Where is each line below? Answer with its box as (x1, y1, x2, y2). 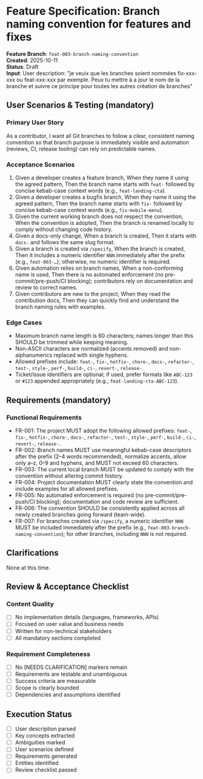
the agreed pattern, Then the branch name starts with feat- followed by (15, 180, 195, 188)
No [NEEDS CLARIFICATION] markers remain (15, 664, 128, 671)
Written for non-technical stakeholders (15, 627, 112, 634)
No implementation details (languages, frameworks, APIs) (15, 614, 159, 621)
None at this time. (6, 564, 50, 571)
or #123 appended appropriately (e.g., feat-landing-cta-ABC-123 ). (15, 377, 179, 385)
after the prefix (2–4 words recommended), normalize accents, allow (15, 453, 187, 460)
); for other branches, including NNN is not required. (61, 530, 188, 537)
